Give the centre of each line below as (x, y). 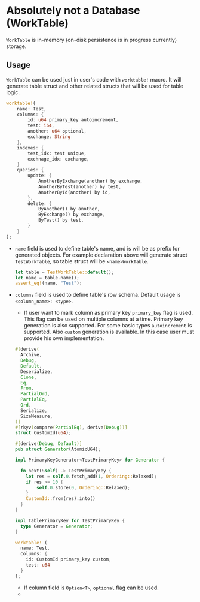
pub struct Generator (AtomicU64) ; (58, 449)
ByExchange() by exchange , (72, 215)
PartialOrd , (35, 394)
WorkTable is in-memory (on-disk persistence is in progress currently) (92, 40)
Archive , (31, 355)
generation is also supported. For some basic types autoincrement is (108, 326)
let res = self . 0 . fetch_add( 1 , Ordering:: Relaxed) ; (91, 476)
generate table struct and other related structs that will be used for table (95, 86)
